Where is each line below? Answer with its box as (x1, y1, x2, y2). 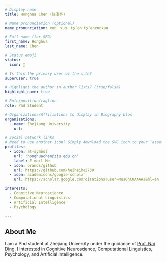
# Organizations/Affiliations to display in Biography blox (5, 112, 133, 117)
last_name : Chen (5, 44, 39, 49)
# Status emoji (5, 53, 37, 58)
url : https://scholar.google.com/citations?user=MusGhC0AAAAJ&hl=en (14, 177, 159, 182)
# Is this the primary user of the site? (5, 71, 92, 76)
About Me (5, 227, 36, 236)
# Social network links (5, 135, 55, 140)
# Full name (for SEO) (5, 34, 52, 40)
